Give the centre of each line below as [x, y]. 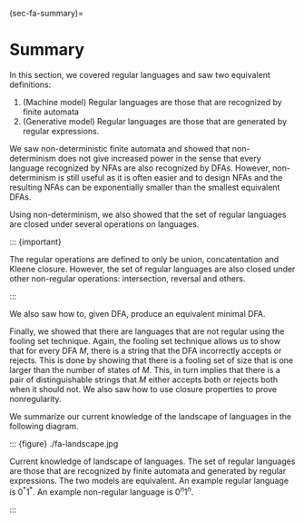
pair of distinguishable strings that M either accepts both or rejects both [144, 379]
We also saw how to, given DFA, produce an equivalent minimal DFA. [137, 313]
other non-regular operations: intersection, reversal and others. [127, 278]
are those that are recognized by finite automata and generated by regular [148, 470]
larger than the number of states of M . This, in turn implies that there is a [145, 369]
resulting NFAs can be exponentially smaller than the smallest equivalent [145, 187]
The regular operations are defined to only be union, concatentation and [144, 259]
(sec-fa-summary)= [47, 13]
